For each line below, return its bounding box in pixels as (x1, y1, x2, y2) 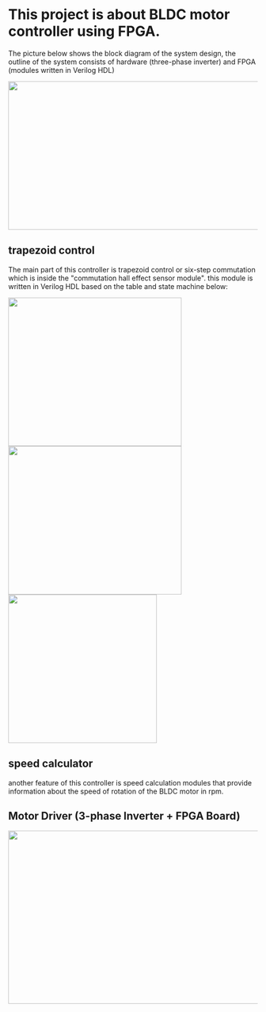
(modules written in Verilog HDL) (8, 65, 115, 74)
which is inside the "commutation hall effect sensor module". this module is (8, 273, 253, 283)
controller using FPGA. (8, 22, 161, 40)
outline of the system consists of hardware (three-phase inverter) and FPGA (8, 57, 256, 67)
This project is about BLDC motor (8, 6, 230, 24)
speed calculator (8, 757, 93, 770)
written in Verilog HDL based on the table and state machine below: (8, 281, 228, 291)
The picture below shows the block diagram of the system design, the (8, 48, 236, 58)
